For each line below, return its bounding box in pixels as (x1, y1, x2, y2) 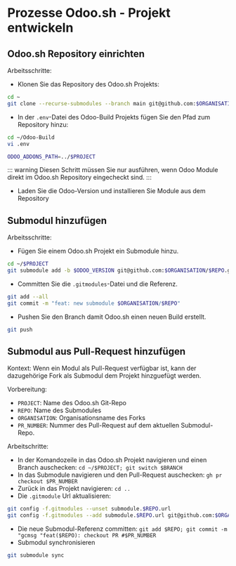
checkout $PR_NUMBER (17, 478, 78, 485)
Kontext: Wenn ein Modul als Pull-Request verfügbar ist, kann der (7, 364, 197, 373)
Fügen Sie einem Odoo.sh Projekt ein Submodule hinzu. (17, 247, 179, 256)
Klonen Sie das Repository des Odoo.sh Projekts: (17, 80, 159, 88)
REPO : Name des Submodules (17, 406, 102, 415)
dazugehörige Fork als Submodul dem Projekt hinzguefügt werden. (7, 371, 202, 380)
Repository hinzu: (17, 120, 69, 129)
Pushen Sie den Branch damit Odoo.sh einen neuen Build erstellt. (17, 312, 206, 321)
